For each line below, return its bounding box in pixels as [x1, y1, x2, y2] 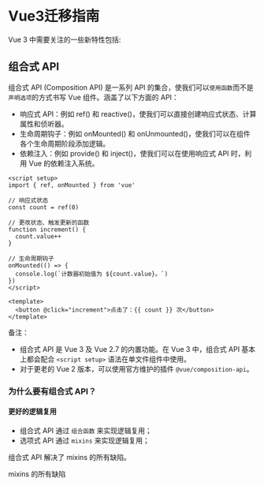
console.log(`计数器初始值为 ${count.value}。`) [15, 270, 169, 278]
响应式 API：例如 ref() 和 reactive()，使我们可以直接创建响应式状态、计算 [19, 109, 257, 118]
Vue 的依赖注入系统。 [28, 159, 99, 168]
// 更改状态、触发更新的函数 [8, 219, 90, 226]
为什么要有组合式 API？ [8, 386, 97, 397]
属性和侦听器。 [19, 119, 69, 129]
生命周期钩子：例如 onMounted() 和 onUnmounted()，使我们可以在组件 [19, 129, 251, 138]
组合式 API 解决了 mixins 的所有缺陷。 [8, 452, 132, 462]
